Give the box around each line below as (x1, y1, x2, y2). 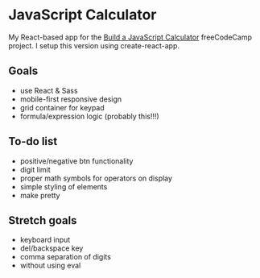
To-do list (8, 135, 58, 148)
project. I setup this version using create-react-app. (8, 40, 180, 50)
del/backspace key (19, 243, 84, 253)
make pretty (19, 190, 60, 200)
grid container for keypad (19, 102, 105, 112)
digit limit (19, 164, 51, 174)
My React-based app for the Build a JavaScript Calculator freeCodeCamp (8, 32, 252, 42)
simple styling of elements (19, 181, 108, 191)
